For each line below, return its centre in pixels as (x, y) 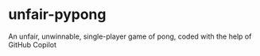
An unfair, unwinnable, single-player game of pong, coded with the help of (130, 36)
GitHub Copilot (33, 44)
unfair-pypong (57, 15)
